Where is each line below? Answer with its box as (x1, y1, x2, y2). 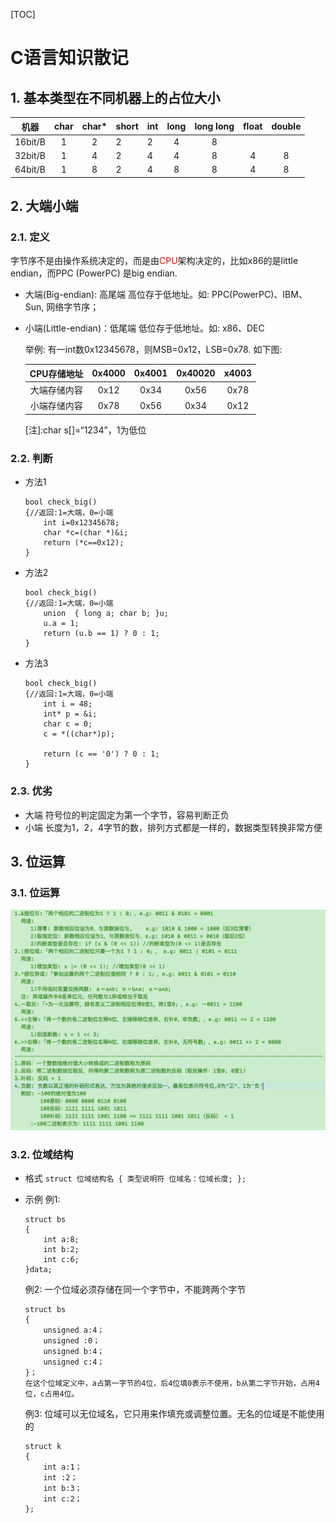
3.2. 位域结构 (10, 1147, 74, 1161)
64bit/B (14, 164, 46, 176)
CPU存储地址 (29, 367, 84, 379)
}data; (24, 1264, 53, 1274)
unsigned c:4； (43, 1357, 105, 1367)
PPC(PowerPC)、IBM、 (211, 289, 308, 301)
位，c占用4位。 (24, 1389, 80, 1399)
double (271, 120, 302, 132)
